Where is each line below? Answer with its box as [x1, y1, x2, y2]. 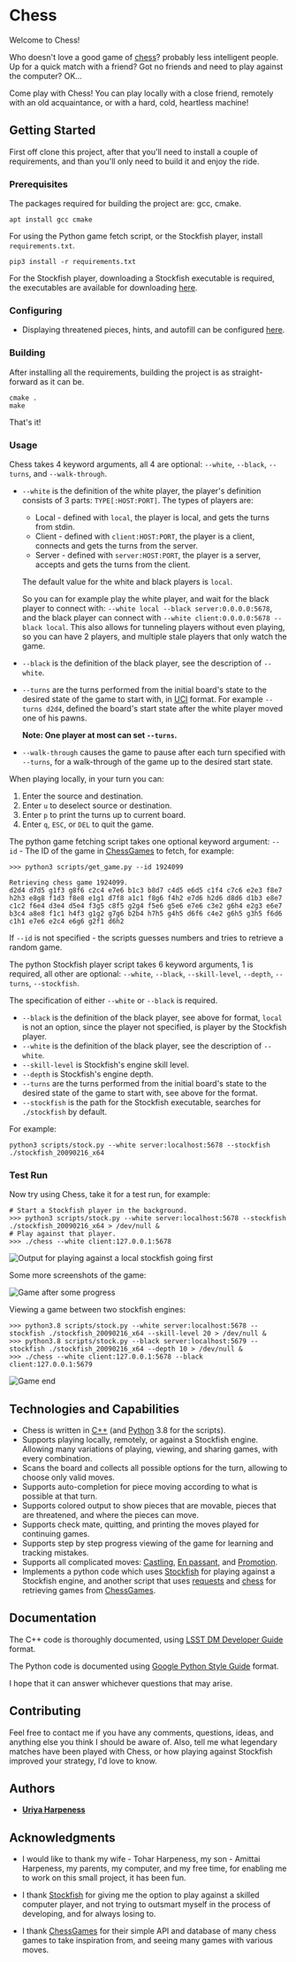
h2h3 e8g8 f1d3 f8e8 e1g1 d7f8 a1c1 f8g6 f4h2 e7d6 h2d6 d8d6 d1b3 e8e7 [9, 893, 283, 902]
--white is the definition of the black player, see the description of [21, 1040, 262, 1051]
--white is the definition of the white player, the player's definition [21, 485, 262, 496]
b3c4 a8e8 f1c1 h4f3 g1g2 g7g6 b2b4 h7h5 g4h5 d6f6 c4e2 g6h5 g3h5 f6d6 [9, 909, 283, 918]
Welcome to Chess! [9, 35, 80, 45]
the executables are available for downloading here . [9, 283, 198, 293]
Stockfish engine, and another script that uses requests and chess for [21, 1576, 277, 1586]
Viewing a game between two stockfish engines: [9, 1304, 186, 1315]
